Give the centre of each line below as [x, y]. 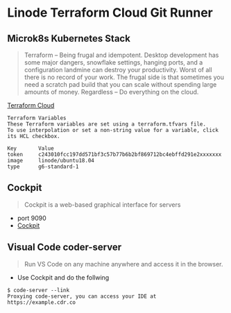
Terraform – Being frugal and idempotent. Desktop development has [121, 55]
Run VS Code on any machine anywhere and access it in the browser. [123, 264]
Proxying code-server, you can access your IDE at [82, 296]
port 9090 [32, 218]
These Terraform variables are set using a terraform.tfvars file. [107, 124]
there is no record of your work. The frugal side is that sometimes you [124, 77]
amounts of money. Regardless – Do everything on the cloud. [111, 92]
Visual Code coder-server [65, 247]
